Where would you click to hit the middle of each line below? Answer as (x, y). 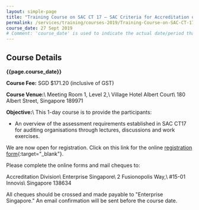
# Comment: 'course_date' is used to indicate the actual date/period (95, 34)
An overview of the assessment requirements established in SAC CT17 (100, 123)
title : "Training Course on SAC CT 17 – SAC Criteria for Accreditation (98, 17)
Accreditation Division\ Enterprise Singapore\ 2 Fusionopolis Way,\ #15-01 (96, 176)
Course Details (34, 58)
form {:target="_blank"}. (35, 153)
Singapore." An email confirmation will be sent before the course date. (92, 201)
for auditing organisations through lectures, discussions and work (95, 130)
